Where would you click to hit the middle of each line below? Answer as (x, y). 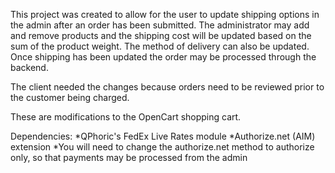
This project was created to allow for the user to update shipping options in (165, 14)
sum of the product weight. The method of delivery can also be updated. (160, 46)
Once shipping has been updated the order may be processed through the (163, 57)
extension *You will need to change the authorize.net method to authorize (162, 147)
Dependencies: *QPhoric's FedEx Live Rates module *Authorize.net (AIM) (163, 136)
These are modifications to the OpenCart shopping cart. (126, 117)
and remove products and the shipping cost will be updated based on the (161, 35)
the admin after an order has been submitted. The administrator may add (160, 25)
